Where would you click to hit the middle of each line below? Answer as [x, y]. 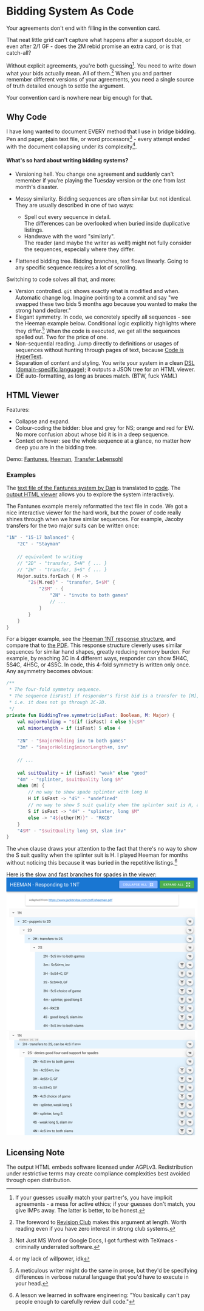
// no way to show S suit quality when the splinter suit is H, [111, 805]
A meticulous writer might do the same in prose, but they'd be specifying [106, 1271]
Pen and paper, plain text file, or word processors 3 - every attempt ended [98, 138]
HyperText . [29, 356]
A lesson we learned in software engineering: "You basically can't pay [103, 1295]
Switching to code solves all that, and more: [61, 279]
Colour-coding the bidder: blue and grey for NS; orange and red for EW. [104, 428]
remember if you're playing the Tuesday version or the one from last [100, 180]
